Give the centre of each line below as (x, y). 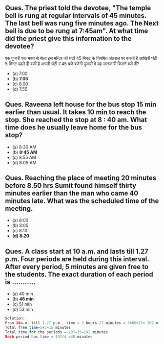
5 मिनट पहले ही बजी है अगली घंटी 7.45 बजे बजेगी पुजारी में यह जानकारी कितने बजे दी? (72, 64)
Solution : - (16, 319)
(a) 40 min (22, 294)
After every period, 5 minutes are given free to (77, 267)
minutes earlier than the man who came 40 (72, 193)
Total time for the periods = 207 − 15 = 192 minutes (57, 332)
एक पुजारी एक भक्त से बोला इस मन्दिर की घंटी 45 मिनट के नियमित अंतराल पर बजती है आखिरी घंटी (81, 58)
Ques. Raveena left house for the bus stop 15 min (81, 105)
